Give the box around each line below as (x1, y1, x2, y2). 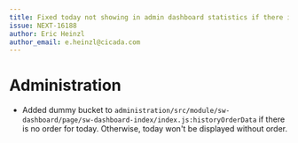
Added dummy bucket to (21, 105, 113, 116)
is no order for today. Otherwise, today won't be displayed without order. (21, 124, 288, 134)
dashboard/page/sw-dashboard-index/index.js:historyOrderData (21, 116, 257, 124)
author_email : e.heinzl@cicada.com (9, 37, 141, 47)
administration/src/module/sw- (114, 107, 231, 116)
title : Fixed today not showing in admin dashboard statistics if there (9, 12, 284, 22)
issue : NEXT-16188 (9, 21, 77, 30)
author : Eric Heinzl (9, 29, 86, 38)
